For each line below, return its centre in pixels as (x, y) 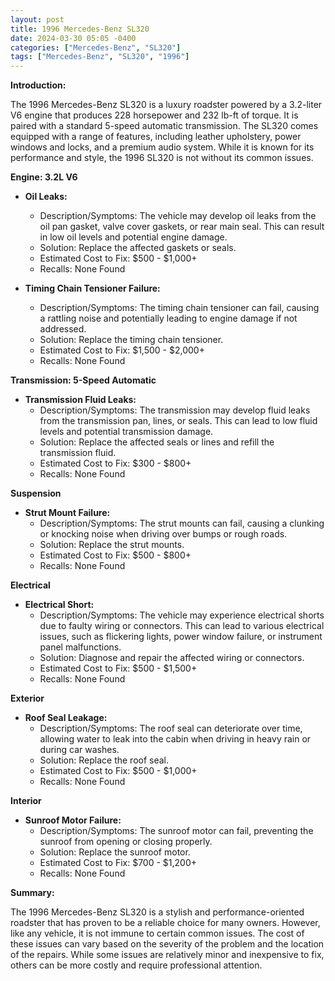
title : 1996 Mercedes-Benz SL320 (80, 29)
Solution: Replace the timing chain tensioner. (131, 340)
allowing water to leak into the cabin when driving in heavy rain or (175, 739)
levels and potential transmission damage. (126, 432)
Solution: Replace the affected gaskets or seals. (138, 248)
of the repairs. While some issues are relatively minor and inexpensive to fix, (167, 955)
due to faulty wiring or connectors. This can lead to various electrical (182, 626)
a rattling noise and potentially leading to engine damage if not (168, 318)
